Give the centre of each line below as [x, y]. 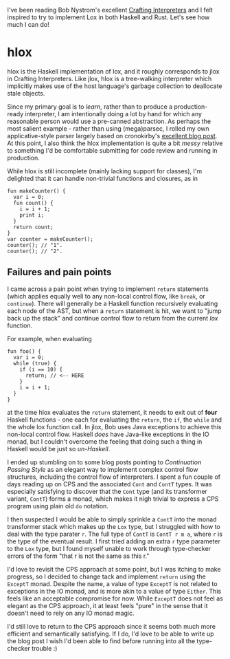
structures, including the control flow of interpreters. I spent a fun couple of [114, 477]
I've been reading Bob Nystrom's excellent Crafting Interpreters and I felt [110, 10]
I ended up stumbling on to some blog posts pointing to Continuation [104, 462]
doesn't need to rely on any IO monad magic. [71, 613]
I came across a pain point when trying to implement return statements [108, 289]
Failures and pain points [59, 272]
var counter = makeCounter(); [50, 239]
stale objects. [26, 93]
